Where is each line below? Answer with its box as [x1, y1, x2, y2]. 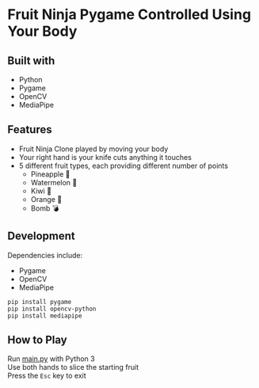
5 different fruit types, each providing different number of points [18, 161, 229, 170]
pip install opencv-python [7, 305, 97, 313]
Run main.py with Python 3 [7, 354, 96, 363]
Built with [7, 54, 55, 67]
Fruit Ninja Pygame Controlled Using [7, 6, 251, 24]
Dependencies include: [7, 250, 83, 260]
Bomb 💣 [30, 204, 59, 213]
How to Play [7, 333, 68, 347]
